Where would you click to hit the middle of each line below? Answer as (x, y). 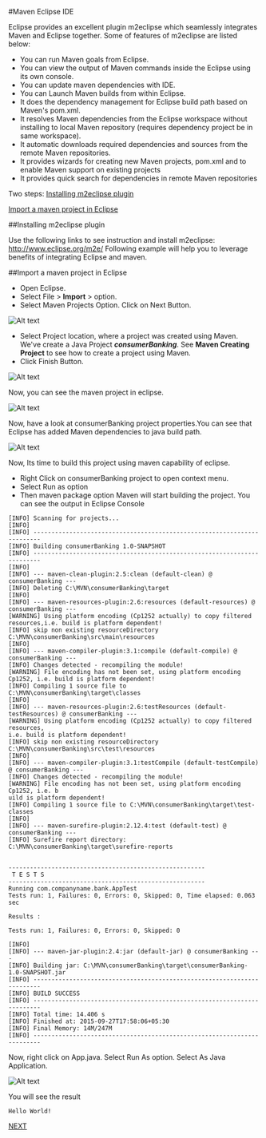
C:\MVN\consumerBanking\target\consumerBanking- (166, 966)
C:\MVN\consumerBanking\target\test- (193, 805)
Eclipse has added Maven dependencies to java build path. (105, 432)
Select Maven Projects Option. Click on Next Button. (105, 305)
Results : (25, 917)
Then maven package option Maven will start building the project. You (135, 495)
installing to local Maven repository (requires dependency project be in (136, 127)
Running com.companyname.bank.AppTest (73, 889)
